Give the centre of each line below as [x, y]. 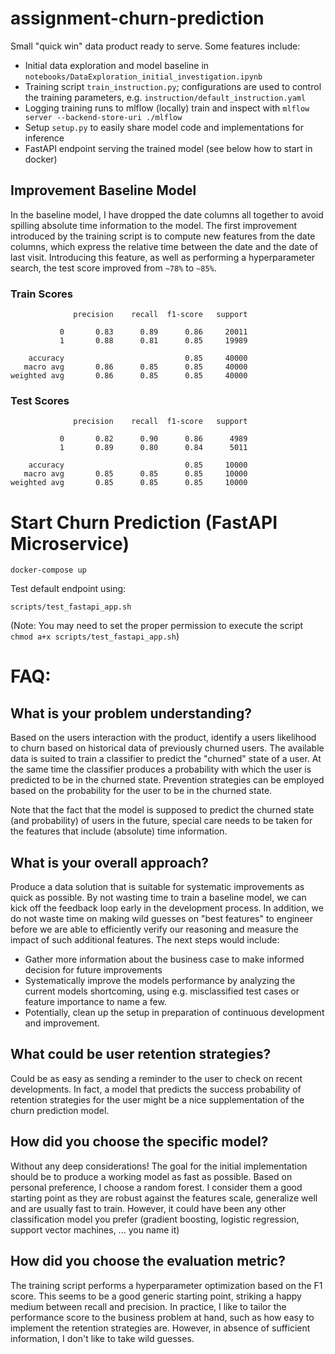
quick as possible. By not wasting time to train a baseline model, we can [158, 898]
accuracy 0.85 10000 [138, 465]
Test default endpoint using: [68, 589]
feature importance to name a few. [95, 1002]
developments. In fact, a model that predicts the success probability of [156, 1089]
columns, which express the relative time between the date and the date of [164, 246]
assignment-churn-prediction [137, 18]
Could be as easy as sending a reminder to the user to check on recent [156, 1078]
